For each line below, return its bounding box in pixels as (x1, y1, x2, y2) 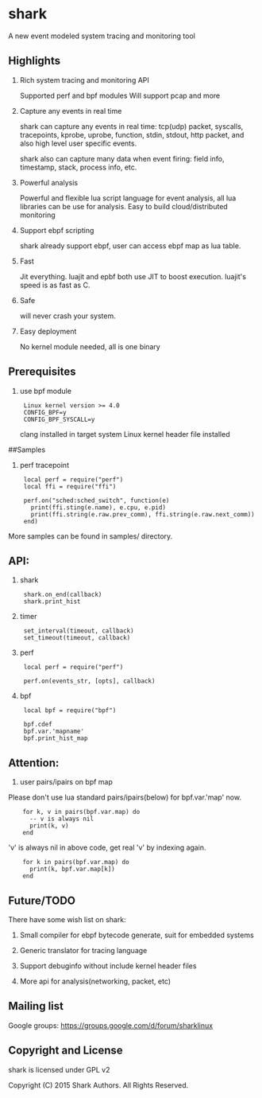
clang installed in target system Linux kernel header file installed (19, 429, 230, 438)
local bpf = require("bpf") (23, 707, 117, 714)
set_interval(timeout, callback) (23, 627, 134, 635)
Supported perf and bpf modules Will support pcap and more (19, 91, 221, 100)
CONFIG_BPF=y (23, 408, 67, 416)
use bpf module (19, 386, 71, 395)
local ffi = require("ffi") (23, 482, 117, 490)
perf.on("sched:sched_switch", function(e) (23, 496, 170, 504)
